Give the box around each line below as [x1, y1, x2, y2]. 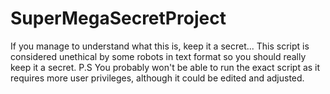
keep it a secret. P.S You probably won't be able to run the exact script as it [10, 61, 321, 73]
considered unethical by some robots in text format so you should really [10, 50, 307, 62]
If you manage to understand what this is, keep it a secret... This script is [10, 40, 310, 52]
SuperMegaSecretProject [10, 7, 227, 30]
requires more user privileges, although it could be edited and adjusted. [10, 72, 305, 84]
